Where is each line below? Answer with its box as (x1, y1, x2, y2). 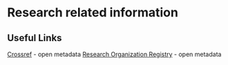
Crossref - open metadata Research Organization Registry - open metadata (7, 50, 222, 58)
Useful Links (7, 32, 62, 44)
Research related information (7, 5, 178, 21)
